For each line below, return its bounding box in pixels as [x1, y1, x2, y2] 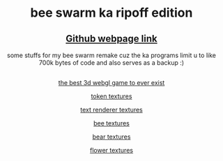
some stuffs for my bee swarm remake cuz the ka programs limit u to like [7, 51, 216, 59]
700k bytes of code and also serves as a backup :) [38, 59, 185, 67]
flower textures [89, 146, 134, 155]
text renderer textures [80, 106, 143, 114]
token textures [91, 92, 132, 100]
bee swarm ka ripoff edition [30, 5, 193, 21]
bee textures [93, 119, 130, 128]
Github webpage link [66, 33, 157, 45]
